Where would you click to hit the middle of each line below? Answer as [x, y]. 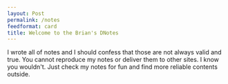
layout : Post [26, 13]
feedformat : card [32, 26]
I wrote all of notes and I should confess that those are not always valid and [115, 52]
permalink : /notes [34, 20]
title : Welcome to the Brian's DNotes [63, 33]
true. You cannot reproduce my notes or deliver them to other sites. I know [113, 60]
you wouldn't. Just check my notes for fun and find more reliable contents [112, 67]
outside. [19, 74]
